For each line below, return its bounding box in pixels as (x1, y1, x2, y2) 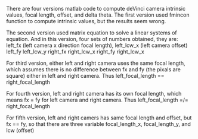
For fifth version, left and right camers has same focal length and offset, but (6, 114, 192, 121)
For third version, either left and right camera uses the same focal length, (6, 59, 185, 67)
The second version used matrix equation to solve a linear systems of (6, 29, 177, 36)
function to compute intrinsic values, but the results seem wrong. (6, 18, 166, 24)
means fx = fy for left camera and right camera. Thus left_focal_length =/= (6, 96, 189, 103)
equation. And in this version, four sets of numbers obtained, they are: (6, 36, 178, 42)
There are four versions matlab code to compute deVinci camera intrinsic (6, 5, 186, 12)
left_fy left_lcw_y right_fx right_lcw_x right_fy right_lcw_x (6, 48, 144, 55)
